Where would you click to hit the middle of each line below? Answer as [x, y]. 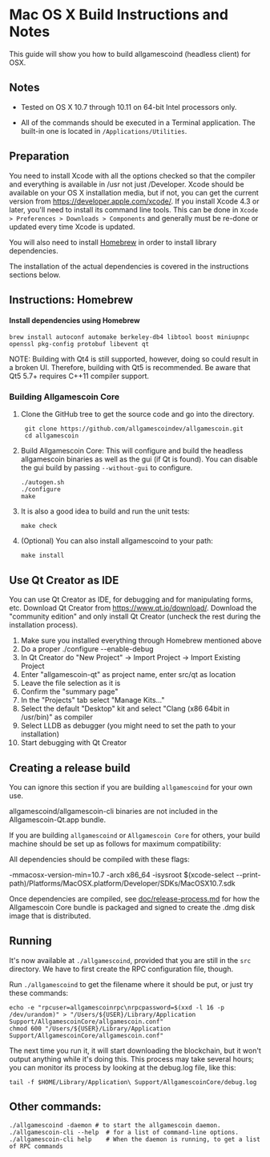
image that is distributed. [50, 916]
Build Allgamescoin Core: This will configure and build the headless [132, 451]
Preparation [39, 157]
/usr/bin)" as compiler [56, 717]
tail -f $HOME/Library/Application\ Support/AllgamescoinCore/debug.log [133, 1082]
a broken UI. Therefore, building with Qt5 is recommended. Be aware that [130, 368]
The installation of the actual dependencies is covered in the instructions [129, 266]
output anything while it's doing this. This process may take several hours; [132, 1058]
